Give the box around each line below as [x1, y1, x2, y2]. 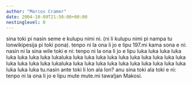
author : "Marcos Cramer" [6, 8, 67, 15]
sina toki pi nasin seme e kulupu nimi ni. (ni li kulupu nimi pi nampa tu [6, 36, 173, 42]
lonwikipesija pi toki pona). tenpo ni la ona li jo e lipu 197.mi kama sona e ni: [6, 41, 187, 48]
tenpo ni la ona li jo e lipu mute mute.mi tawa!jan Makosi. [6, 72, 142, 79]
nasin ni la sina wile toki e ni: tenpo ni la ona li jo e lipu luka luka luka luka [6, 48, 181, 55]
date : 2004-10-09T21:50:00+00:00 [6, 14, 88, 20]
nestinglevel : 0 [6, 19, 46, 25]
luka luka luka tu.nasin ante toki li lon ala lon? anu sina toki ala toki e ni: [6, 66, 177, 73]
